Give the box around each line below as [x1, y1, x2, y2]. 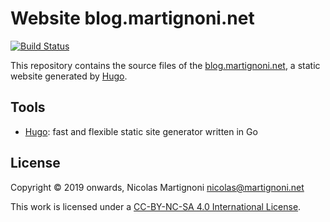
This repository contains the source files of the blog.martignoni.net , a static [10, 59, 321, 71]
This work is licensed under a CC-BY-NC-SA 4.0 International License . [10, 200, 302, 212]
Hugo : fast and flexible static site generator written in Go [24, 125, 258, 137]
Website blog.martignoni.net [10, 7, 255, 30]
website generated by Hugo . [10, 70, 128, 82]
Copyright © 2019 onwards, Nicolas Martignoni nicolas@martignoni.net [10, 181, 305, 193]
